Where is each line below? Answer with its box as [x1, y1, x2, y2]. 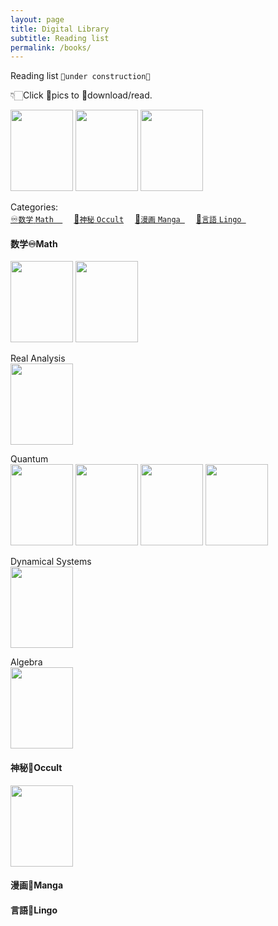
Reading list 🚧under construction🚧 [10, 70, 151, 82]
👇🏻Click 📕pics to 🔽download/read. [10, 89, 153, 101]
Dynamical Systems [10, 556, 92, 568]
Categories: [10, 201, 59, 213]
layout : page [10, 14, 65, 25]
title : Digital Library [10, 24, 110, 34]
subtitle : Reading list [10, 33, 110, 43]
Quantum [10, 453, 49, 465]
